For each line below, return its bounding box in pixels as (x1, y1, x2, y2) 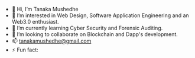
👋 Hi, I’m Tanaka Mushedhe (11, 6, 79, 12)
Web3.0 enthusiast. (11, 18, 59, 25)
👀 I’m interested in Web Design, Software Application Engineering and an (11, 12, 189, 19)
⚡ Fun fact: (11, 46, 38, 53)
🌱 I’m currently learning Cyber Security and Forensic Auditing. (11, 24, 163, 31)
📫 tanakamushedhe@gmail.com (11, 37, 92, 44)
